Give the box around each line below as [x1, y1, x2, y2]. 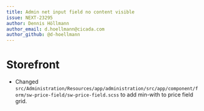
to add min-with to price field [120, 91, 194, 98]
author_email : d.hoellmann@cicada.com [6, 26, 105, 32]
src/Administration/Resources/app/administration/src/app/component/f [15, 86, 199, 92]
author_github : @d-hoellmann [6, 32, 80, 38]
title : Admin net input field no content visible [6, 9, 135, 15]
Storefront [6, 58, 60, 72]
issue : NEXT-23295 [6, 15, 53, 21]
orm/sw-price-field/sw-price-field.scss [15, 92, 119, 98]
